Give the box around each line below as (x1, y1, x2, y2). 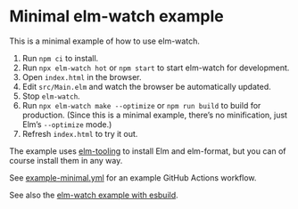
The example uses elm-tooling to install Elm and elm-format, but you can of (9, 145, 286, 157)
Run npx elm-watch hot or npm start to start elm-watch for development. (21, 62, 290, 73)
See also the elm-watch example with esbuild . (9, 189, 178, 200)
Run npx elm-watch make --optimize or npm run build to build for (21, 100, 261, 110)
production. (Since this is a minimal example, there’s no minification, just (21, 109, 288, 120)
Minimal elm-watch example (9, 6, 225, 27)
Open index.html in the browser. (21, 71, 142, 82)
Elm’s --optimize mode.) (21, 118, 112, 130)
